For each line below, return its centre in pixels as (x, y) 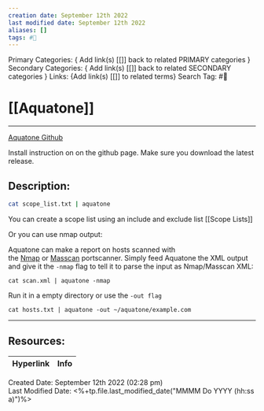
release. (21, 161)
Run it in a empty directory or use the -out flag (85, 295)
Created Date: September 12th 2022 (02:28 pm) (86, 382)
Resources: (37, 341)
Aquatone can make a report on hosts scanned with (92, 250)
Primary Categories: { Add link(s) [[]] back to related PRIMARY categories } (129, 60)
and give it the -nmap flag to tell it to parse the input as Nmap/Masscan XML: (131, 266)
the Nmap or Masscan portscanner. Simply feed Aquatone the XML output (128, 257)
